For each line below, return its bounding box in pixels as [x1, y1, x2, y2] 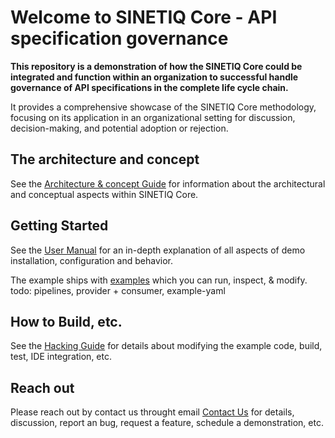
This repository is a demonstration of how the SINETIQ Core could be [10, 60, 303, 72]
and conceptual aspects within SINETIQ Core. [10, 188, 199, 200]
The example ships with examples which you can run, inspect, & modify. [10, 274, 308, 286]
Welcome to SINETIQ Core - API [10, 6, 278, 29]
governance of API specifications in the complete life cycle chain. [10, 81, 289, 93]
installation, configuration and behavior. [10, 254, 174, 266]
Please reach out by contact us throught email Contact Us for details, [10, 406, 295, 418]
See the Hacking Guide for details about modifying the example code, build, [10, 340, 323, 352]
